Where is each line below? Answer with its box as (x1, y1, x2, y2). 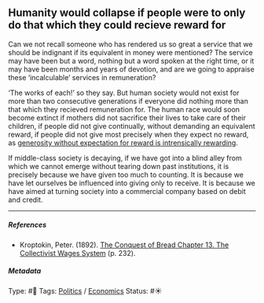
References (8, 220, 47, 230)
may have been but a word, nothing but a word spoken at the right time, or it (8, 56, 255, 65)
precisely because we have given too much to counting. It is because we (8, 170, 244, 179)
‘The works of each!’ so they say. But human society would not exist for (8, 88, 240, 97)
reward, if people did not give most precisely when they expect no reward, (8, 130, 249, 139)
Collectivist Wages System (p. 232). (19, 248, 136, 257)
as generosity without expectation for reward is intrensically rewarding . (8, 137, 238, 148)
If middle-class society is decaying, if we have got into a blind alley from (8, 153, 242, 162)
